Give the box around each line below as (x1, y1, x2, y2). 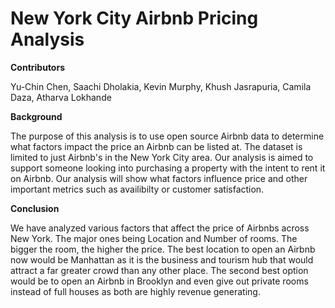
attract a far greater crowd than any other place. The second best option (10, 264, 309, 276)
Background (10, 110, 63, 122)
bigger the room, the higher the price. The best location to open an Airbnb (10, 243, 316, 255)
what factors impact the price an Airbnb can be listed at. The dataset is (10, 140, 303, 152)
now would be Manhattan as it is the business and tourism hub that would (10, 253, 314, 266)
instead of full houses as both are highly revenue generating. (10, 285, 261, 297)
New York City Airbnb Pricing (10, 7, 259, 30)
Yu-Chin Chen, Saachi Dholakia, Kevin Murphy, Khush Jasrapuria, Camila (10, 80, 312, 92)
